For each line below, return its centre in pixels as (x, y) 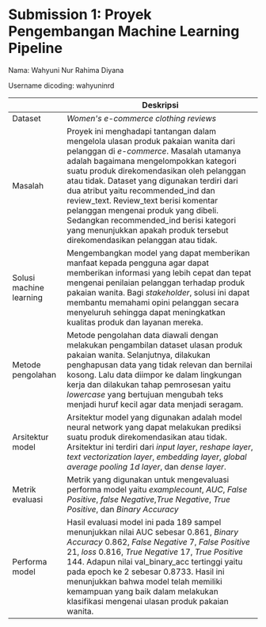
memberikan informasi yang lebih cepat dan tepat (159, 272)
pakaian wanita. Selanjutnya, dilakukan (139, 355)
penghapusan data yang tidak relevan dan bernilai (160, 364)
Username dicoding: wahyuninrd (61, 85)
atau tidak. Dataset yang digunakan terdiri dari (153, 180)
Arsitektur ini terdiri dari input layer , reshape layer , (160, 446)
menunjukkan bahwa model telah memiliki (145, 581)
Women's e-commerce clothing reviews (141, 118)
